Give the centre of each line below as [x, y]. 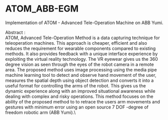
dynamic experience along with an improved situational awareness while [80, 91]
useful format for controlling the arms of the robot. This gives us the [75, 85]
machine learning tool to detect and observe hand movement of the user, [81, 75]
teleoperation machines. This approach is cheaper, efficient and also [76, 43]
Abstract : [15, 32]
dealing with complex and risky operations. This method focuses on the [79, 96]
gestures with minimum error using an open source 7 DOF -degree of [77, 107]
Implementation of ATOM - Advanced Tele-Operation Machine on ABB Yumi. [84, 23]
